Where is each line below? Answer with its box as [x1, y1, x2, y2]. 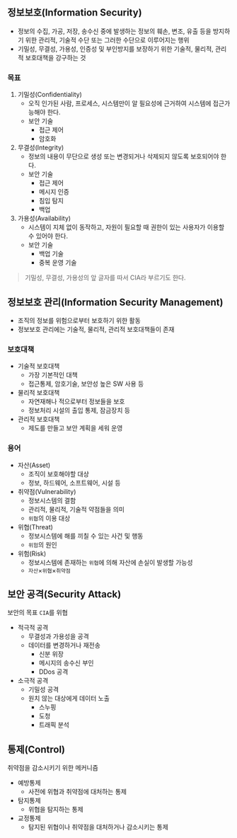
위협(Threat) [17, 522, 53, 531]
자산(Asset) [17, 461, 51, 469]
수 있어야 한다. [28, 232, 69, 241]
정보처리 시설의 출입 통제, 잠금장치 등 [28, 406, 131, 415]
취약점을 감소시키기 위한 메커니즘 [7, 764, 99, 772]
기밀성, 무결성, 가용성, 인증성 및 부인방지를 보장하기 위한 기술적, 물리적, [17, 45, 214, 53]
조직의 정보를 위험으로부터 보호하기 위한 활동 [17, 316, 141, 324]
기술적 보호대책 [17, 362, 60, 370]
